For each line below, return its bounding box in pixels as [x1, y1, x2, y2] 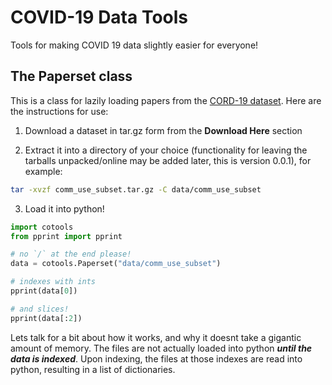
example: [24, 165, 63, 177]
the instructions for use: [10, 105, 109, 117]
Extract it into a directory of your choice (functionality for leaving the [24, 144, 308, 156]
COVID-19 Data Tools [10, 6, 189, 29]
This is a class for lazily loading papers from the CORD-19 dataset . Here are [10, 94, 322, 106]
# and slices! [10, 304, 70, 314]
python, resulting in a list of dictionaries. [10, 363, 176, 375]
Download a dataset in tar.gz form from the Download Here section [24, 124, 303, 136]
